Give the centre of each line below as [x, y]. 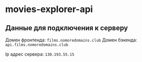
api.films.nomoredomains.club [37, 45]
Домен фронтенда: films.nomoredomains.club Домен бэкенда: [71, 40]
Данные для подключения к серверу [66, 28]
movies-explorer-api [49, 9]
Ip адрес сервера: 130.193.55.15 [40, 54]
